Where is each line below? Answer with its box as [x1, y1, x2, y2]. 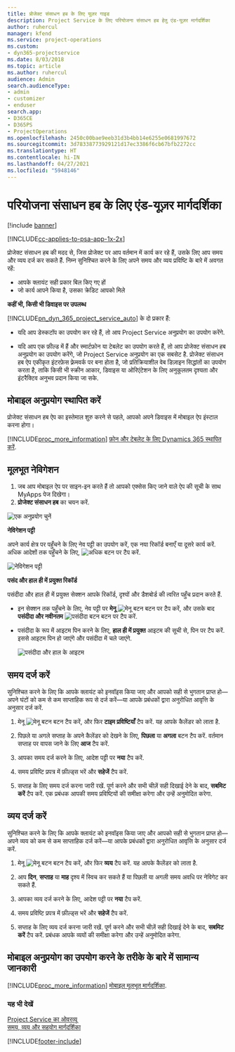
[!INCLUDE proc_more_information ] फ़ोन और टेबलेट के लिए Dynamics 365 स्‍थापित [7, 435, 222, 443]
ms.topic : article [7, 63, 61, 70]
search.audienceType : [7, 82, 71, 89]
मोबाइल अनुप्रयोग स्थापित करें [7, 394, 101, 406]
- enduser [7, 102, 36, 109]
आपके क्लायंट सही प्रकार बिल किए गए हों [17, 278, 107, 287]
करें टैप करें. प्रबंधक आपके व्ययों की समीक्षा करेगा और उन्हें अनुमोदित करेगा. [17, 931, 181, 939]
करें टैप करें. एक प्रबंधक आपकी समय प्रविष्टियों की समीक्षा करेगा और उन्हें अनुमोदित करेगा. [17, 789, 213, 798]
